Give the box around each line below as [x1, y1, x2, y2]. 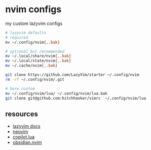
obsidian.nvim [12, 139, 42, 145]
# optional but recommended [5, 49, 65, 54]
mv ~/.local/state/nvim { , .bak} [5, 58, 71, 64]
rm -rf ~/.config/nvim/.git [5, 77, 65, 82]
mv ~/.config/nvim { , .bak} [5, 40, 60, 45]
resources [5, 109, 38, 118]
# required [5, 35, 28, 40]
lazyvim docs [12, 123, 41, 129]
